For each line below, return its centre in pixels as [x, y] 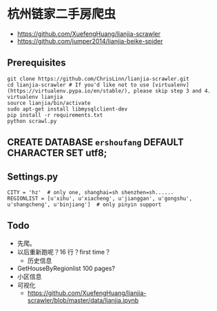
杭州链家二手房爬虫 [62, 14]
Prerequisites [37, 63]
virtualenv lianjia [35, 97]
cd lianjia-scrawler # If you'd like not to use [78, 85]
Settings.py [33, 177]
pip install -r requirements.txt [55, 115]
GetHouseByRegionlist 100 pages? [66, 268]
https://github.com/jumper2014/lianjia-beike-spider [90, 41]
